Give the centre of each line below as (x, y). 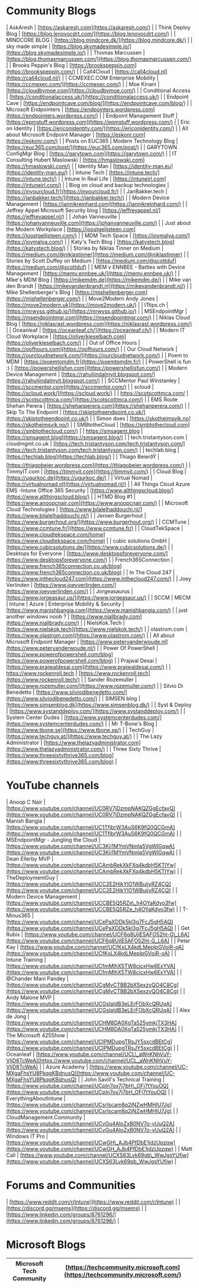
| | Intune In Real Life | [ (87, 179)
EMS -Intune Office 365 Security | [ (49, 490)
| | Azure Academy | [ (65, 1067)
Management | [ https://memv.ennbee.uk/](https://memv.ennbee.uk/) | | (93, 273)
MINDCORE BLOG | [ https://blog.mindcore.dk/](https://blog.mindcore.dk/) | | (99, 40)
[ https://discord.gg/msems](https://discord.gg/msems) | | (76, 1208)
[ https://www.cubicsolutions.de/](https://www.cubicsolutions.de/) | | (90, 547)
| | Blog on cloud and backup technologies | (116, 185)
